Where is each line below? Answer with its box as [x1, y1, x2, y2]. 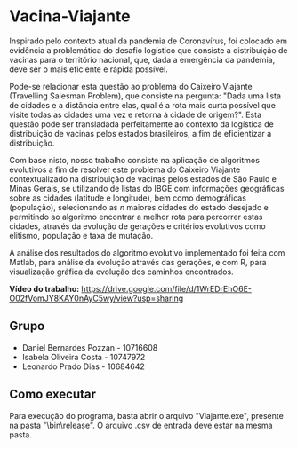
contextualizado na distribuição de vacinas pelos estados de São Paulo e [9, 173, 277, 184]
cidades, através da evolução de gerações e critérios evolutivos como [9, 220, 266, 232]
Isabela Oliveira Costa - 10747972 [21, 351, 146, 362]
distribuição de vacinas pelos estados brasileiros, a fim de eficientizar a [9, 128, 272, 138]
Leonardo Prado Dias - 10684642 [21, 361, 145, 372]
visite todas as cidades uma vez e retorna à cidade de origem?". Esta [9, 109, 262, 120]
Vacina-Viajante [9, 6, 131, 27]
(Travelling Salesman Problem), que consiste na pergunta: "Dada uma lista [9, 91, 282, 101]
